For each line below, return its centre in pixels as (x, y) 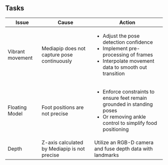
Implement (115, 48)
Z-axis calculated (62, 142)
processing (116, 55)
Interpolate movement (128, 61)
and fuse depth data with (123, 148)
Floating (17, 107)
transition (114, 73)
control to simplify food (130, 123)
